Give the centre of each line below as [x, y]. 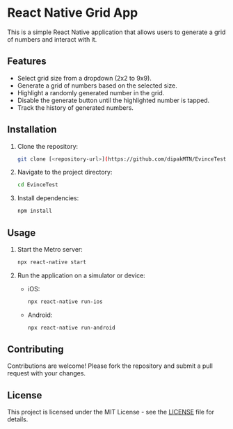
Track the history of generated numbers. [75, 107]
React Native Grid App [73, 13]
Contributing [35, 349]
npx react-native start [52, 262]
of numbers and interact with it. [52, 39]
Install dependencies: [48, 198]
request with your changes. [46, 373]
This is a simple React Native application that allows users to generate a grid [116, 32]
